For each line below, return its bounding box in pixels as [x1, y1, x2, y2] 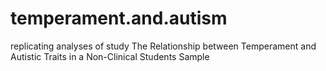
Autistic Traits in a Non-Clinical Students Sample [10, 50, 210, 62]
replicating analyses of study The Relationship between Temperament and [10, 40, 317, 52]
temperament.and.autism [10, 7, 228, 30]
